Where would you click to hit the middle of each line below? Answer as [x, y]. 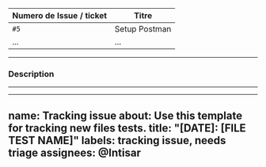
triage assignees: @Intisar [74, 152]
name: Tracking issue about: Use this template [125, 115]
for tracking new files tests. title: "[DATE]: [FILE [127, 128]
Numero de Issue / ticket [60, 15]
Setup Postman [143, 29]
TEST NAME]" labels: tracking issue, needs [117, 140]
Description [31, 74]
